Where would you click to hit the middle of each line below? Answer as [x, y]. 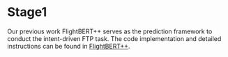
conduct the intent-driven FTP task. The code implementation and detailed [114, 38]
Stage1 [27, 12]
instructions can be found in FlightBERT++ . [69, 46]
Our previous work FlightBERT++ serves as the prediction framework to [110, 31]
